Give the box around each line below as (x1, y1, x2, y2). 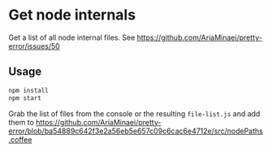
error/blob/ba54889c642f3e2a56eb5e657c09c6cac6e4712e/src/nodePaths (8, 126, 264, 136)
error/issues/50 (8, 41, 61, 50)
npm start (8, 93, 42, 102)
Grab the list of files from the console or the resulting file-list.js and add (8, 108, 261, 119)
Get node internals (8, 6, 136, 24)
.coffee (8, 134, 32, 144)
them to (8, 117, 35, 127)
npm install (8, 86, 49, 94)
